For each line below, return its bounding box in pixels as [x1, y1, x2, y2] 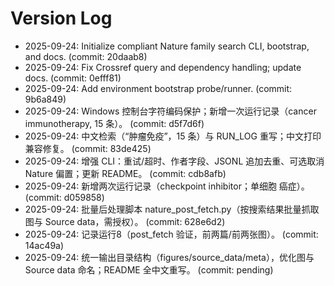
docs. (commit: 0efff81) [24, 72, 122, 84]
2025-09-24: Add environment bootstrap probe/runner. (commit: [24, 82, 293, 94]
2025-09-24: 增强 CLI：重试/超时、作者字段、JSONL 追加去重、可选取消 [24, 155, 325, 167]
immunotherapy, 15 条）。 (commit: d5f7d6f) [24, 117, 205, 129]
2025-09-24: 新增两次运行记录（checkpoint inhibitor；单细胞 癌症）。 [24, 180, 310, 192]
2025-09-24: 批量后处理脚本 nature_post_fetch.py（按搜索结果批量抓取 [24, 203, 320, 215]
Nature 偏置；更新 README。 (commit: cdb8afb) [24, 167, 227, 179]
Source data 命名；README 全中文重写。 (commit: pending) [24, 263, 274, 276]
